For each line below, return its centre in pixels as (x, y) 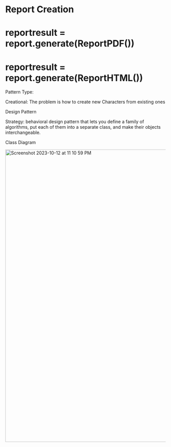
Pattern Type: (20, 92)
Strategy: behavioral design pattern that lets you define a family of (75, 122)
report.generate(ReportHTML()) (74, 78)
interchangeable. (23, 133)
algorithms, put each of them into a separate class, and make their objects (83, 127)
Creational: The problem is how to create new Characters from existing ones (85, 102)
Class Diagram (21, 143)
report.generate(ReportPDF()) (70, 44)
